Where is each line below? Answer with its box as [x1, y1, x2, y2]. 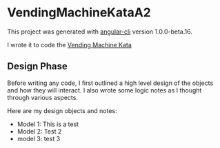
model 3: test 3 [17, 134, 61, 143]
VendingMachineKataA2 [7, 5, 152, 21]
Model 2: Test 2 [17, 127, 62, 135]
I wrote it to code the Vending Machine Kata [7, 40, 132, 49]
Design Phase [7, 60, 68, 73]
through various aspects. [7, 93, 78, 101]
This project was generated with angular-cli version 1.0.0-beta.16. [7, 27, 193, 36]
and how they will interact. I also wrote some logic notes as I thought [7, 86, 202, 94]
